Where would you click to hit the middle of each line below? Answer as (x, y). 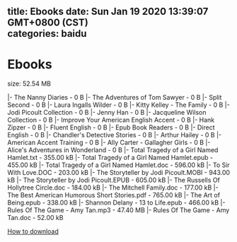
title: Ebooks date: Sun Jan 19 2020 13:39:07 (108, 12)
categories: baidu (47, 34)
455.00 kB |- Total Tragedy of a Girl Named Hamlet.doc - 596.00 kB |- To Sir (118, 165)
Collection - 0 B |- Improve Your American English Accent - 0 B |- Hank (111, 120)
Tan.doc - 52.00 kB (35, 218)
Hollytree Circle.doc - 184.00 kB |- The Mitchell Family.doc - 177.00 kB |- (113, 188)
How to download (33, 231)
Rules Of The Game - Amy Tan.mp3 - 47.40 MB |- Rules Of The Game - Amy (118, 210)
